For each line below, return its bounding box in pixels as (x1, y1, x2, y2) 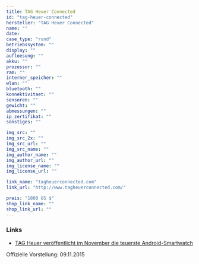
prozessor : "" (6, 63, 42, 70)
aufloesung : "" (6, 53, 44, 59)
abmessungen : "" (6, 108, 46, 114)
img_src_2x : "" (6, 135, 44, 141)
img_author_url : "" (6, 157, 55, 163)
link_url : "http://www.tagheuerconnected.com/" (6, 185, 127, 190)
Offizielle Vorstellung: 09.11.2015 (6, 250, 85, 258)
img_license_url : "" (6, 168, 58, 174)
